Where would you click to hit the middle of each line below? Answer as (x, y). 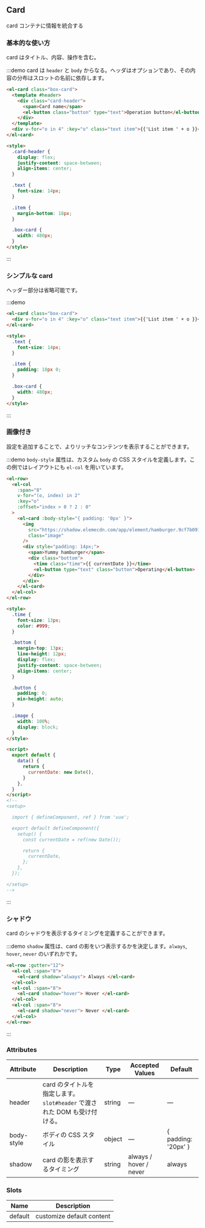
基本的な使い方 (28, 43)
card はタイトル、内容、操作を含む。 (53, 57)
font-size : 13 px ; (39, 620)
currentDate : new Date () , (61, 772)
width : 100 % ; (34, 721)
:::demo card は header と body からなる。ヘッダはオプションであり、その (98, 70)
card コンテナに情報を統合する (45, 25)
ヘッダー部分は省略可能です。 (44, 290)
